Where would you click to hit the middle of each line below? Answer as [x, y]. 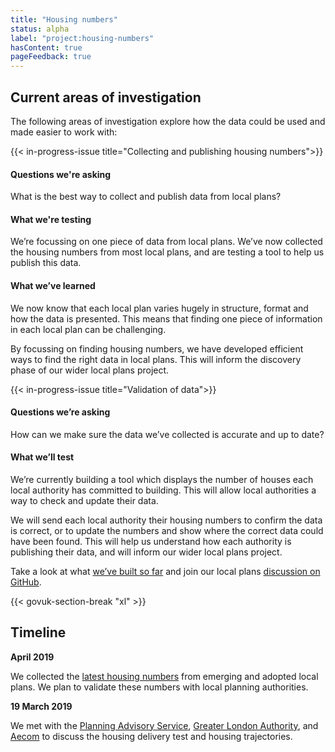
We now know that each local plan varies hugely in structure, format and [159, 308]
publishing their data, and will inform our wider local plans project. [146, 552]
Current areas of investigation [106, 97]
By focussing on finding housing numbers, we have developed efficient [157, 348]
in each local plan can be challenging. [88, 329]
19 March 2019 [41, 706]
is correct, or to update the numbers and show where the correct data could [167, 530]
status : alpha [40, 29]
